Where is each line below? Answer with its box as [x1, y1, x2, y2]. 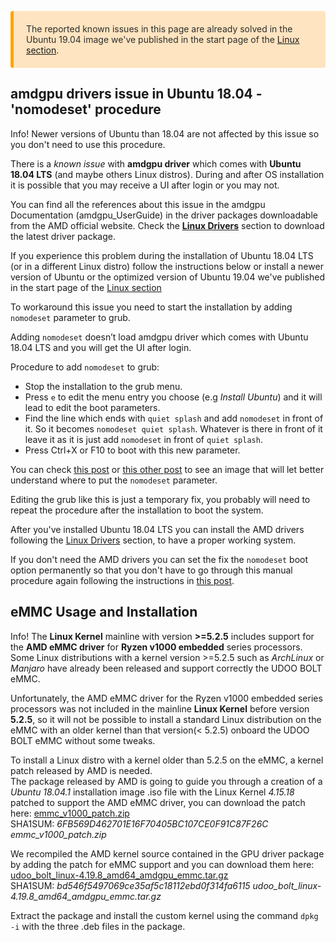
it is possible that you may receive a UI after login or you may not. [10, 179, 280, 191]
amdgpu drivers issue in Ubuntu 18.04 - [10, 86, 263, 103]
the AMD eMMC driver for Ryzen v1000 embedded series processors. [10, 641, 303, 653]
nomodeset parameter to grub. [10, 311, 131, 323]
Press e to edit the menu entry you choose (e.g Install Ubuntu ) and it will [24, 391, 323, 403]
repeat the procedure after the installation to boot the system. [10, 504, 264, 516]
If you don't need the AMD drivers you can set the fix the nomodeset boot [10, 553, 309, 565]
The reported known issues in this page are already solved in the [26, 23, 293, 35]
